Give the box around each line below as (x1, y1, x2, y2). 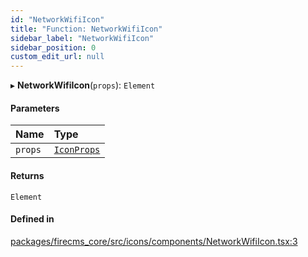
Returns (10, 169, 45, 181)
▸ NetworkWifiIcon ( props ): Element (10, 79, 156, 91)
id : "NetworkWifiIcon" (10, 14, 105, 25)
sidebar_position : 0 (10, 42, 97, 53)
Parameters (10, 102, 60, 114)
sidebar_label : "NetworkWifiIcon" (10, 33, 155, 43)
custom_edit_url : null (10, 52, 105, 62)
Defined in (10, 213, 55, 225)
